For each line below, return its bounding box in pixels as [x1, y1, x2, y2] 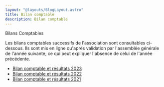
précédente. [5, 56, 30, 62]
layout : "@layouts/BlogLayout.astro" [5, 7, 84, 12]
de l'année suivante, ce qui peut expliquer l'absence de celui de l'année [5, 50, 153, 56]
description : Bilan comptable [5, 16, 68, 21]
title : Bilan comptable [5, 12, 55, 17]
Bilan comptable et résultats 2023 [12, 65, 82, 71]
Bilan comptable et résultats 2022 [12, 71, 82, 77]
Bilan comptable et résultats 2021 [12, 76, 81, 82]
